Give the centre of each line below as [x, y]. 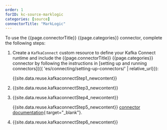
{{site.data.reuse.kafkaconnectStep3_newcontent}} [65, 88]
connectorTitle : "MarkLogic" [35, 24]
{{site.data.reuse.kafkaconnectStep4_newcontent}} [65, 98]
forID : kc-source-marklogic [34, 14]
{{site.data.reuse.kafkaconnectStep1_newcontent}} [65, 78]
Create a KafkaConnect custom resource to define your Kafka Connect [84, 53]
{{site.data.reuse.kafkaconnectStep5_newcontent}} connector [76, 107]
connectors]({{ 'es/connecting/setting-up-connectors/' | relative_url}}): [85, 69]
